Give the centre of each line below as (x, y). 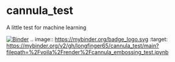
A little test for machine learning (46, 27)
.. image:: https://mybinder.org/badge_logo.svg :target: (99, 39)
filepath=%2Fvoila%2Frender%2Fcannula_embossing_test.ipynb (87, 52)
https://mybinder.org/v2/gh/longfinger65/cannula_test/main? (83, 46)
